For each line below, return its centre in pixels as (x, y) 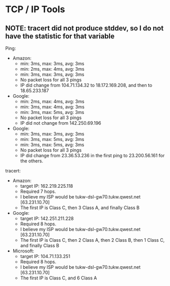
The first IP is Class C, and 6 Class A (59, 278)
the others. (32, 161)
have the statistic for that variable (60, 36)
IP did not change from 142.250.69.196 (61, 123)
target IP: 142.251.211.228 (47, 218)
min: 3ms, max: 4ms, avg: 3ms (52, 107)
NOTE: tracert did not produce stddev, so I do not (84, 28)
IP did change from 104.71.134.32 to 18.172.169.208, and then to (86, 85)
